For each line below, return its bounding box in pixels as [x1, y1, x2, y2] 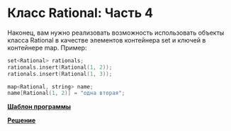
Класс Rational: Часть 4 [7, 5, 154, 21]
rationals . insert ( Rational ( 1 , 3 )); [7, 70, 113, 77]
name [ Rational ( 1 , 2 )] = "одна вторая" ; [7, 90, 125, 97]
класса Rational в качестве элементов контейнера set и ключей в [7, 35, 206, 44]
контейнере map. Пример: [7, 43, 87, 52]
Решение [7, 116, 36, 125]
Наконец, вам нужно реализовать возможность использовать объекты [7, 28, 225, 37]
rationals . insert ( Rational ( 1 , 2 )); [7, 64, 113, 71]
